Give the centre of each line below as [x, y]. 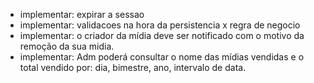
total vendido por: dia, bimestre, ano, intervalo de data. [133, 67]
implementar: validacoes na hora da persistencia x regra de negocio [160, 25]
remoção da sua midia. [67, 46]
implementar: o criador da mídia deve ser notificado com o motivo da [162, 35]
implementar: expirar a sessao [82, 14]
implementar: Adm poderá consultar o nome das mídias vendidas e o [162, 57]
